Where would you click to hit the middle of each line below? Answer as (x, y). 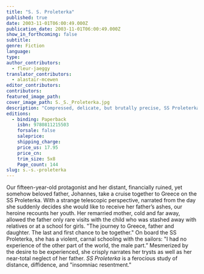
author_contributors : (34, 63)
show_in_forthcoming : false (42, 35)
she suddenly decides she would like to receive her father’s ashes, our (94, 207)
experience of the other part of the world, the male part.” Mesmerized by (97, 245)
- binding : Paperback (39, 119)
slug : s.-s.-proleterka (36, 170)
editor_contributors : (34, 86)
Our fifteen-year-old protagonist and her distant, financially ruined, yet (94, 187)
